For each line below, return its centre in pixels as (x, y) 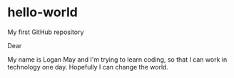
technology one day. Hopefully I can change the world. (88, 67)
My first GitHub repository (46, 32)
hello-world (43, 12)
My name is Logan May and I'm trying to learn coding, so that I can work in (117, 59)
